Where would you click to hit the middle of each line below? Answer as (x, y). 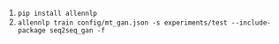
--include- (251, 23)
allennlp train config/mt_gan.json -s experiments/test (122, 23)
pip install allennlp (57, 13)
